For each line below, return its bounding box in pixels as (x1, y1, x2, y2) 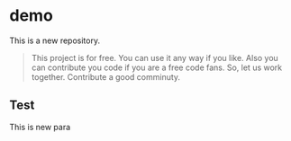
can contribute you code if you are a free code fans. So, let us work (31, 62, 283, 73)
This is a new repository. (9, 35, 101, 46)
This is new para (9, 121, 71, 132)
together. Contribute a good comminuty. (31, 71, 181, 82)
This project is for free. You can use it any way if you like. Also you (31, 52, 279, 63)
